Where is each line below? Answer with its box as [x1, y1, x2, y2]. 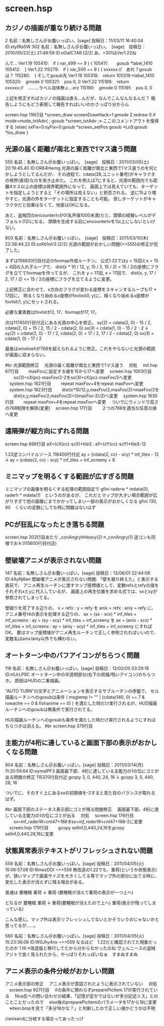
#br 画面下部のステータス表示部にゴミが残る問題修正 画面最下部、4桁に [5, 806, 155, 812]
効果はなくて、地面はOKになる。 [26, 202, 93, 207]
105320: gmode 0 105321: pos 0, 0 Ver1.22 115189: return [5, 79, 129, 84]
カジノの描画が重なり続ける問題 [5, 24, 102, 32]
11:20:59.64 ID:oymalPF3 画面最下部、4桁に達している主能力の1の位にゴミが [5, 768, 159, 774]
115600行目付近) [23, 540, 57, 546]
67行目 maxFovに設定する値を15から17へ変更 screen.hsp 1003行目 [5, 368, 152, 374]
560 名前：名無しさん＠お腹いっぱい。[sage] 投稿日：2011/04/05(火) [5, 933, 144, 939]
